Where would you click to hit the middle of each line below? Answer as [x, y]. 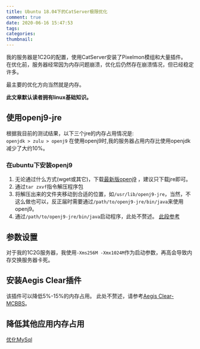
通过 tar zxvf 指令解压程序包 [49, 187]
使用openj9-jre [34, 118]
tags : [13, 28]
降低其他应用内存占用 [45, 324]
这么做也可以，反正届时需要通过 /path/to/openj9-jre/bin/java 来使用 [99, 202]
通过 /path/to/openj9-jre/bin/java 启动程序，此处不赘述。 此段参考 [97, 216]
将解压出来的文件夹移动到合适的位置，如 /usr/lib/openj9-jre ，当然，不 [103, 194]
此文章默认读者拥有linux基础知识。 [49, 97]
